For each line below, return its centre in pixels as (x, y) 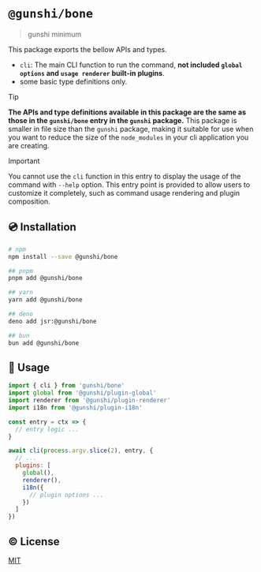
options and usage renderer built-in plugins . (92, 73)
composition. (30, 201)
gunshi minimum (54, 34)
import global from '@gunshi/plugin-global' (82, 393)
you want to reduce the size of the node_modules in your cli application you (129, 137)
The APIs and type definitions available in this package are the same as (127, 112)
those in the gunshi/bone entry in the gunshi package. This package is (123, 120)
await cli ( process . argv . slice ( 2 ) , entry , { (81, 451)
